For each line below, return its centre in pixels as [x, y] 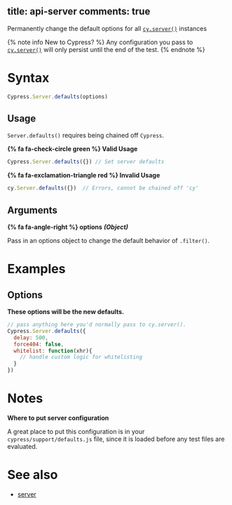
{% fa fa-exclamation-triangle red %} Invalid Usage [84, 176]
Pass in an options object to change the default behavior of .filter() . [109, 241]
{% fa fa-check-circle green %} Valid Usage [73, 149]
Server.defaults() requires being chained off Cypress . [86, 136]
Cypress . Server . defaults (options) [58, 97]
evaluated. [22, 446]
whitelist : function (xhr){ [53, 350]
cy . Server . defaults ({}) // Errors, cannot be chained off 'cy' [103, 188]
